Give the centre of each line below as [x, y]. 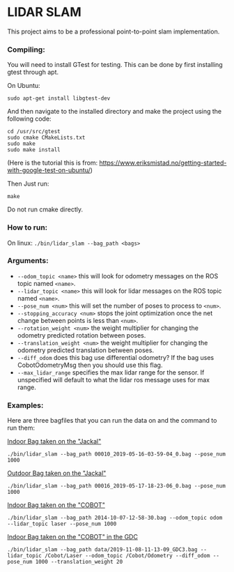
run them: [21, 428]
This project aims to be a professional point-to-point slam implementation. [114, 31]
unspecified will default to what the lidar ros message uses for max [114, 379]
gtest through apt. [33, 72]
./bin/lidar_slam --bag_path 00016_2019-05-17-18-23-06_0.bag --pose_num [117, 486]
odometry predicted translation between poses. [86, 350]
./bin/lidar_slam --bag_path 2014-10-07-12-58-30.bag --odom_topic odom [115, 518]
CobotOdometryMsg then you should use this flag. [90, 365]
